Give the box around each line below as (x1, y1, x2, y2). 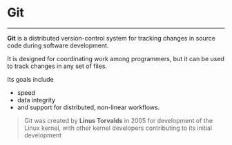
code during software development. (7, 41, 109, 49)
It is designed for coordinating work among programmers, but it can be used (7, 54, 224, 63)
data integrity (17, 96, 56, 104)
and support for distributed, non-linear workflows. (17, 103, 160, 111)
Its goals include (7, 75, 54, 83)
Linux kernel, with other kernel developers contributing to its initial (23, 124, 213, 132)
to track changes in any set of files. (7, 62, 108, 70)
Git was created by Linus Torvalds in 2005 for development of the (23, 116, 213, 124)
